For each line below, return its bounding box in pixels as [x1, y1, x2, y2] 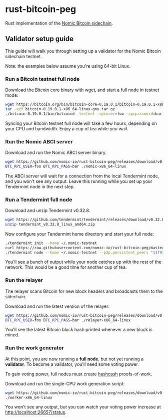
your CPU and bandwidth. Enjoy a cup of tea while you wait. [5, 125, 129, 131]
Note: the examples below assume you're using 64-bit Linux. [5, 63, 131, 69]
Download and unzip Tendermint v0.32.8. [5, 207, 90, 214]
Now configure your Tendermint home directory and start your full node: [5, 231, 154, 237]
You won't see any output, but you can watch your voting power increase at [5, 404, 161, 410]
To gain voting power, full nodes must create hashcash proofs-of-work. [5, 371, 152, 377]
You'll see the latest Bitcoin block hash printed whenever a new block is [5, 327, 153, 333]
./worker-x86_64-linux [5, 395, 52, 400]
